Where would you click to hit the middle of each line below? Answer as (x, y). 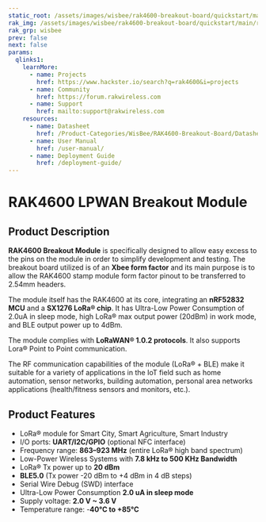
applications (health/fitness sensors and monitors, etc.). (99, 390)
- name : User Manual (63, 141)
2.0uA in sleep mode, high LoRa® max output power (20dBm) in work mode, (133, 317)
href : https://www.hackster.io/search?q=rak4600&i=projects (138, 82)
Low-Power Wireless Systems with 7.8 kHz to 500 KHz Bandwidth (128, 459)
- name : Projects (58, 75)
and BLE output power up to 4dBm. (65, 325)
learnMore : (40, 67)
